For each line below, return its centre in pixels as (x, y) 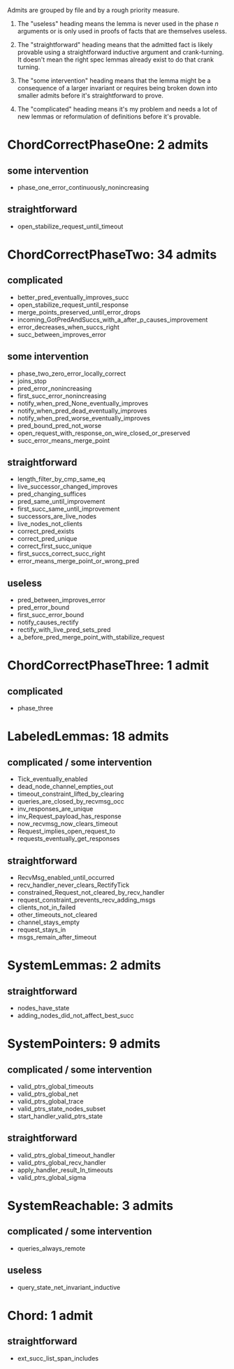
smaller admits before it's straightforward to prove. (90, 95)
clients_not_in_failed (46, 907)
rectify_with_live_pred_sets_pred (64, 630)
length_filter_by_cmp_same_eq (61, 479)
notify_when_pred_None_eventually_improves (83, 403)
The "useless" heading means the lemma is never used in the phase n (118, 23)
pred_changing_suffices (52, 494)
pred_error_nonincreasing (54, 388)
